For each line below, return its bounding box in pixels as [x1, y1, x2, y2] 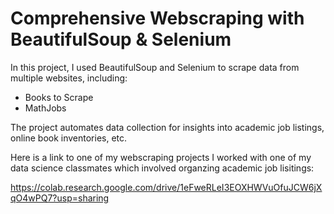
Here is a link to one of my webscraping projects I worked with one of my [10, 151, 312, 163]
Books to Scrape [24, 91, 94, 103]
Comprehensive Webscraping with [10, 7, 305, 30]
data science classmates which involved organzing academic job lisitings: [10, 162, 315, 174]
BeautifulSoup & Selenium [10, 28, 232, 51]
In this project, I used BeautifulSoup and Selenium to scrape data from [10, 61, 300, 73]
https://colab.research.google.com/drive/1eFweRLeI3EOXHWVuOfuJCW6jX [10, 181, 323, 193]
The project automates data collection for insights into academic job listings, [10, 121, 325, 133]
